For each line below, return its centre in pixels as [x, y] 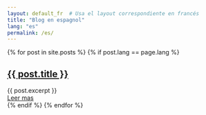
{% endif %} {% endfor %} [45, 105]
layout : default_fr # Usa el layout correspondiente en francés [103, 13]
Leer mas [20, 98]
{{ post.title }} [38, 74]
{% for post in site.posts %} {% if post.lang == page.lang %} [93, 52]
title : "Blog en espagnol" [46, 20]
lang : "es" [23, 26]
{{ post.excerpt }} [32, 91]
